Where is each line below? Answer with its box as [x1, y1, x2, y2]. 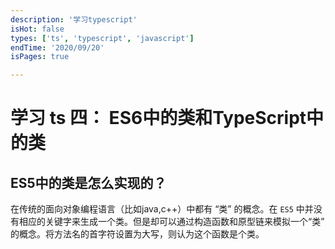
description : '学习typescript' [10, 14, 138, 25]
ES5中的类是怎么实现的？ [10, 174, 167, 191]
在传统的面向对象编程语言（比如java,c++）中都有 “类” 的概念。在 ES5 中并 [10, 203, 314, 215]
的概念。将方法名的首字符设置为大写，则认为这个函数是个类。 [10, 228, 265, 240]
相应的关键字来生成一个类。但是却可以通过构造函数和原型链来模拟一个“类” [18, 216, 325, 228]
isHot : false [10, 24, 65, 34]
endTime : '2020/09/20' [10, 42, 105, 53]
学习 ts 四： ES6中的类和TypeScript [10, 107, 307, 130]
